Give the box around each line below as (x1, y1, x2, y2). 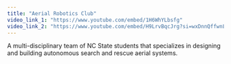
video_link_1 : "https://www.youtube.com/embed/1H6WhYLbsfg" (7, 17, 184, 23)
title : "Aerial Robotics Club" (7, 10, 97, 17)
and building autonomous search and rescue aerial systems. (7, 49, 178, 57)
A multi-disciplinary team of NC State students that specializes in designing (7, 42, 221, 50)
